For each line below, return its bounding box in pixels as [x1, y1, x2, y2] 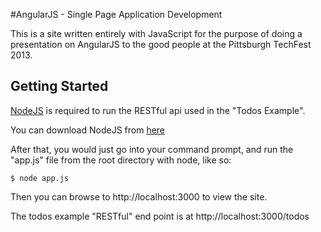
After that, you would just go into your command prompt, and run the [10, 143, 294, 155]
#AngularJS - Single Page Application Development [10, 9, 223, 20]
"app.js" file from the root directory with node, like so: [10, 154, 232, 166]
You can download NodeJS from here [10, 124, 166, 136]
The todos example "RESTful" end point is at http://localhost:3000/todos [10, 210, 310, 222]
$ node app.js [10, 173, 70, 183]
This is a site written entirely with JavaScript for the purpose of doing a [10, 28, 303, 39]
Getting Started [10, 78, 109, 95]
